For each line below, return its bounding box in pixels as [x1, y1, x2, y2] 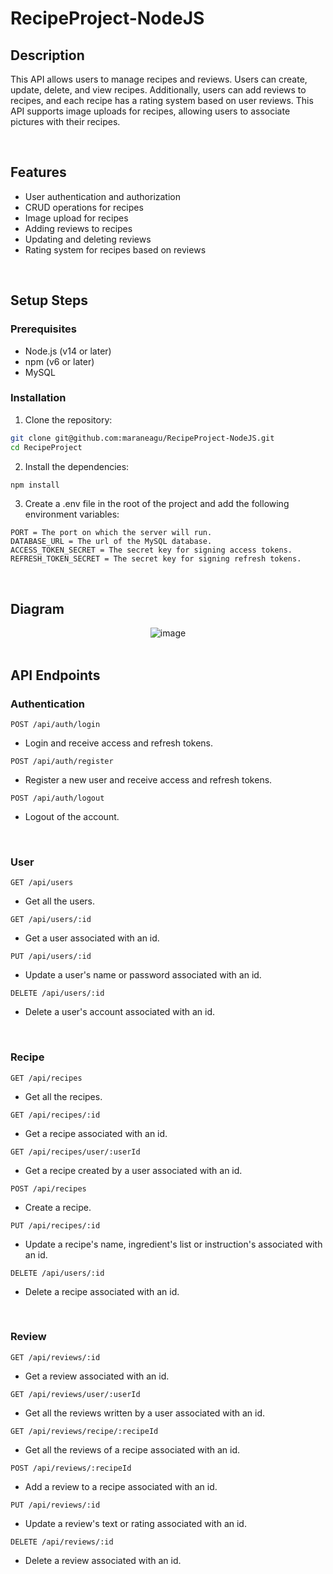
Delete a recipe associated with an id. [24, 1285, 180, 1297]
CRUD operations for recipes [24, 201, 144, 213]
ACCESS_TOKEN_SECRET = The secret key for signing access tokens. [10, 545, 293, 556]
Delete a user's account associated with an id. [24, 1006, 216, 1018]
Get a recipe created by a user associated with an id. [24, 1164, 243, 1176]
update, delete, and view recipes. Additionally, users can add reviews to [10, 84, 307, 96]
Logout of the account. [24, 810, 120, 822]
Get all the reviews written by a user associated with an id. [24, 1407, 266, 1419]
